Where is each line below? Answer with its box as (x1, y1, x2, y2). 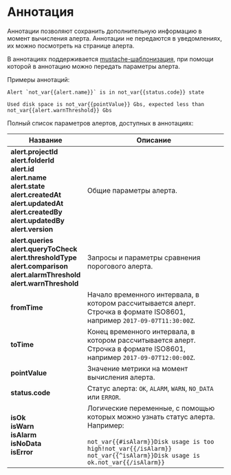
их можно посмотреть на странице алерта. (7, 41, 135, 50)
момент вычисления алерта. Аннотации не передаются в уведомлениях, (7, 34, 222, 42)
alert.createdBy (10, 207, 63, 217)
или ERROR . (87, 392, 122, 401)
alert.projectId (10, 147, 58, 156)
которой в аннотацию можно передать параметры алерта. (7, 62, 180, 70)
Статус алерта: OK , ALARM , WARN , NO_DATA (87, 383, 214, 393)
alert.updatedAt (10, 198, 64, 208)
